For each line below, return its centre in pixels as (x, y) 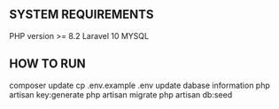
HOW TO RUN (47, 64)
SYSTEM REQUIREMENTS (81, 15)
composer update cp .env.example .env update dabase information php (139, 85)
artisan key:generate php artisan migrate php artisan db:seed (121, 94)
